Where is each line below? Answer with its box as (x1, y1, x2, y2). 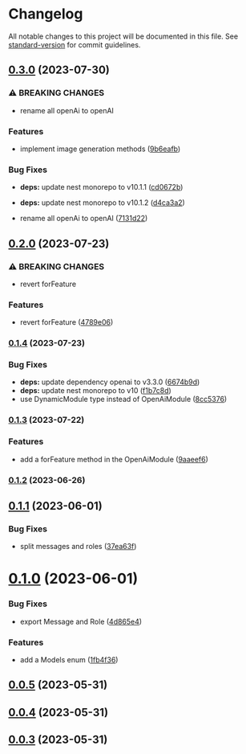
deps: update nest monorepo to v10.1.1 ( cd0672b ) (19, 182, 183, 192)
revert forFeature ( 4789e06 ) (19, 318, 114, 327)
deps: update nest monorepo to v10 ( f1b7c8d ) (19, 386, 172, 395)
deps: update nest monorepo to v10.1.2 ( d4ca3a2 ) (19, 198, 186, 207)
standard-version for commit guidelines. (8, 39, 141, 49)
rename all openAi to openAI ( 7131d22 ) (19, 214, 148, 223)
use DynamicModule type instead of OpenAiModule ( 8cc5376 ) (19, 395, 228, 404)
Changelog (8, 5, 83, 23)
